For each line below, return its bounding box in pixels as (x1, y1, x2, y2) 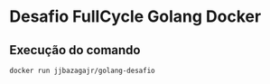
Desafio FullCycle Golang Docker (9, 6, 262, 27)
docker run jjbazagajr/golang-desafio (9, 66, 155, 75)
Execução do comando (9, 42, 141, 58)
